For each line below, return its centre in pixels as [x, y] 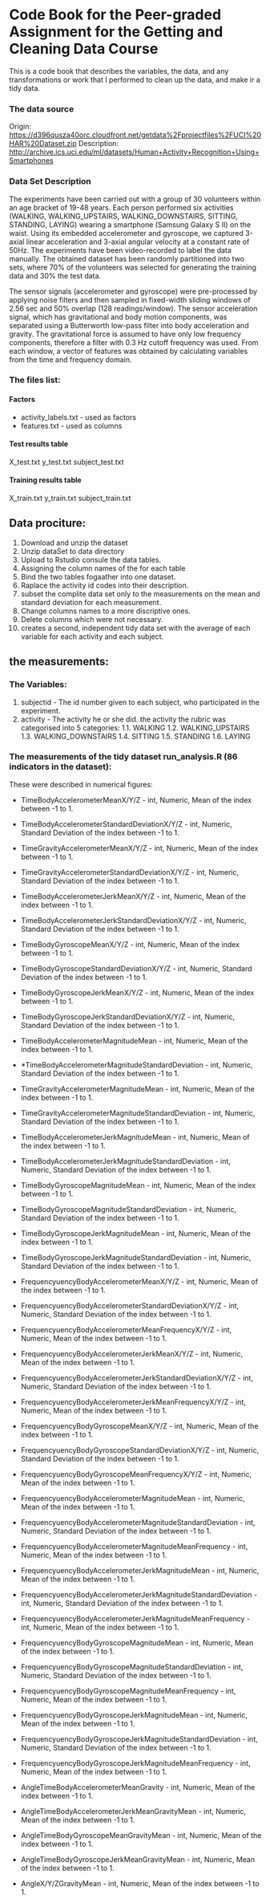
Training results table [46, 480]
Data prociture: [48, 523]
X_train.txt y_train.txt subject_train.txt [70, 498]
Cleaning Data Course [84, 49]
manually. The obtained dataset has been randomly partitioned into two [127, 258]
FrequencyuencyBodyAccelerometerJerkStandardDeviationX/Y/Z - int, [137, 1377]
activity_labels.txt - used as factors [79, 417]
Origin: [20, 127]
